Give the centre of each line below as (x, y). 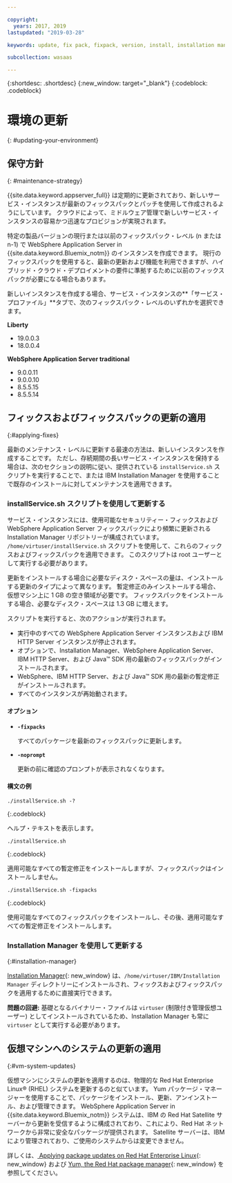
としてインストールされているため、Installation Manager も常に (119, 1016)
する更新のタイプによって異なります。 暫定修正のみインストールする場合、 (113, 586)
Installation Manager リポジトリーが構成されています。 (85, 537)
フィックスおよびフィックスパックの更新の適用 (106, 418)
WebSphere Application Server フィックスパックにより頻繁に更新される (109, 528)
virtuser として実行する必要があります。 (66, 1025)
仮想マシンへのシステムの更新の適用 (84, 1049)
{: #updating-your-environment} (53, 140)
